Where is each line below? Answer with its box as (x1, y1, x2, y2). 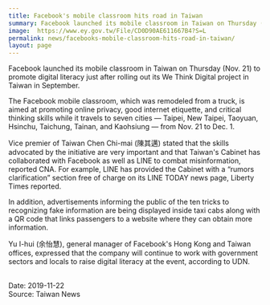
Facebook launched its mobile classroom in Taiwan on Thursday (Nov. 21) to (8, 63, 261, 73)
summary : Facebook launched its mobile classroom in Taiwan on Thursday (8, 19, 257, 27)
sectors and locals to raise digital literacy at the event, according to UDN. (8, 257, 251, 266)
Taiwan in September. (8, 81, 80, 91)
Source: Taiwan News (8, 290, 80, 299)
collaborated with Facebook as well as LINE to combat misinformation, (8, 156, 241, 165)
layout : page (8, 42, 52, 50)
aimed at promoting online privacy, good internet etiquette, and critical (8, 105, 242, 115)
